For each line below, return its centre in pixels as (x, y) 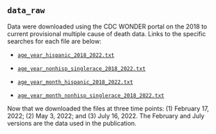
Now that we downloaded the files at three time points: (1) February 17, (108, 108)
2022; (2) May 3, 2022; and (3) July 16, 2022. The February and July (106, 116)
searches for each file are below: (54, 41)
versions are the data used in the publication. (72, 123)
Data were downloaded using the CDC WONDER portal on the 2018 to (107, 26)
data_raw (26, 11)
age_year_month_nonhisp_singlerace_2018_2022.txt (91, 95)
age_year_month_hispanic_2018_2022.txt (75, 82)
